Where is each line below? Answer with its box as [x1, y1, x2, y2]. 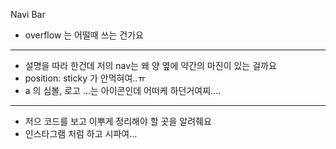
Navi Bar [10, 9, 46, 20]
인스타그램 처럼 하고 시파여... [24, 128, 138, 139]
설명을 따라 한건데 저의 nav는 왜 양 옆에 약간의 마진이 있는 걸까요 [24, 60, 277, 71]
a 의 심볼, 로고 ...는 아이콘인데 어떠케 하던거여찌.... [24, 85, 222, 96]
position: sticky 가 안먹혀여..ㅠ [24, 72, 147, 84]
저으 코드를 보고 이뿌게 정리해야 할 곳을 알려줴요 [24, 115, 212, 127]
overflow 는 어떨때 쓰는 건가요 [24, 29, 145, 41]
